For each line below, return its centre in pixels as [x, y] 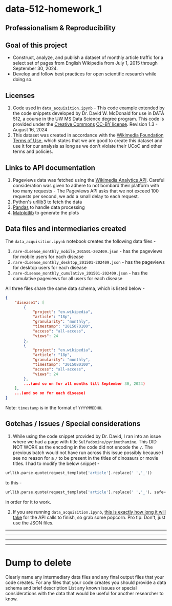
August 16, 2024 [30, 130]
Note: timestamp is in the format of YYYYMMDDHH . [54, 408]
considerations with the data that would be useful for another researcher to [84, 593]
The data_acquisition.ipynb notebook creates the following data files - [81, 241]
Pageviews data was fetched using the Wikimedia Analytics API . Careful [89, 180]
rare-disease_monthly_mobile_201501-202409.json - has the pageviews [88, 251]
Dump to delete [38, 563]
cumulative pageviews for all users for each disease [68, 278]
